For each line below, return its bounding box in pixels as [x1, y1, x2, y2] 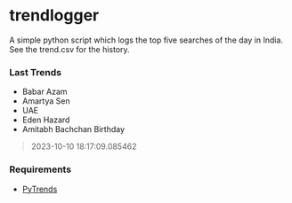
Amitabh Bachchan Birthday [21, 124, 126, 135]
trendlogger [9, 5, 100, 26]
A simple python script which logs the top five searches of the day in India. [9, 35, 283, 45]
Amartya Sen [21, 96, 70, 106]
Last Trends [9, 66, 62, 78]
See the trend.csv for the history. [9, 43, 131, 54]
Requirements [9, 163, 72, 176]
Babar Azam [21, 86, 69, 98]
